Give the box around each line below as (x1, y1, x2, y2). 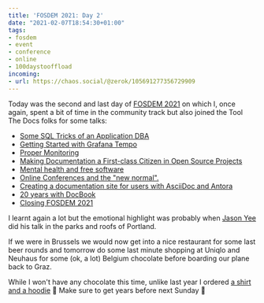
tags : (8, 26, 26, 34)
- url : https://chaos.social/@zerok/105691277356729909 (8, 77, 195, 85)
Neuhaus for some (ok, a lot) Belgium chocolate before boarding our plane (8, 253, 250, 263)
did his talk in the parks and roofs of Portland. (8, 221, 157, 231)
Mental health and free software (19, 164, 125, 174)
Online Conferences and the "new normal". (19, 172, 159, 182)
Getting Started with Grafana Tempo (19, 139, 138, 149)
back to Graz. (8, 261, 53, 272)
